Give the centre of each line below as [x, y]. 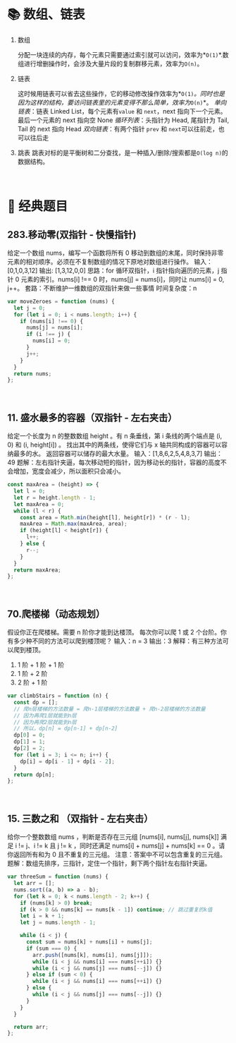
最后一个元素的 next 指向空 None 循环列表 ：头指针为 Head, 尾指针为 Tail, [123, 120]
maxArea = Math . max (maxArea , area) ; [74, 524]
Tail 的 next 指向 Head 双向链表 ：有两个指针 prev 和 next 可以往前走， [118, 128]
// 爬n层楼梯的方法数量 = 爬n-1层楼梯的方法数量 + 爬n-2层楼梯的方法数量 [110, 709]
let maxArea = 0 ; [39, 504]
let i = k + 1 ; [42, 916]
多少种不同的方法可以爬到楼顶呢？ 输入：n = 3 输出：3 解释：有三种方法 [118, 641]
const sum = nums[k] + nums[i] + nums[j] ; [89, 942]
